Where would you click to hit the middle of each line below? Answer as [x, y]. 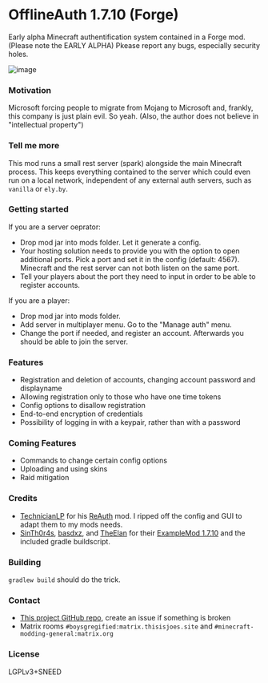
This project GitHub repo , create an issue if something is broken [125, 618]
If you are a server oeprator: [55, 227]
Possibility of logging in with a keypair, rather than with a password [130, 422]
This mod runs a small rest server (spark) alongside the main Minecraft [125, 163]
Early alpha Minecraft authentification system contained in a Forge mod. [127, 37]
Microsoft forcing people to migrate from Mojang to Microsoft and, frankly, [131, 108]
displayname [41, 388]
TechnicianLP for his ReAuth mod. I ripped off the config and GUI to [131, 515]
